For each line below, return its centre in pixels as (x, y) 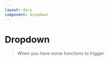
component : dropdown (27, 15)
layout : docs (19, 10)
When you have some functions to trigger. (61, 53)
